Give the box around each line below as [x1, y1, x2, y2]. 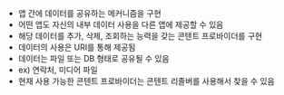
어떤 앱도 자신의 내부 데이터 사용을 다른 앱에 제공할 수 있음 [17, 19, 224, 30]
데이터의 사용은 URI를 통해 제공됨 [17, 42, 136, 52]
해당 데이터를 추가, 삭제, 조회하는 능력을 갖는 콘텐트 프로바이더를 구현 [17, 31, 263, 41]
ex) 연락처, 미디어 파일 [17, 64, 98, 75]
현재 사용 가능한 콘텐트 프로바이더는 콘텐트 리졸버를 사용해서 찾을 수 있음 [17, 76, 275, 86]
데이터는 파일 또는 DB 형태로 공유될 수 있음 [17, 53, 170, 63]
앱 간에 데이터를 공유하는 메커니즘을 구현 [17, 8, 162, 18]
